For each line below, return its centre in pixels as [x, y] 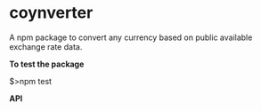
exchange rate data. [46, 46]
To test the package [47, 64]
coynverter [51, 13]
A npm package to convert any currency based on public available [131, 37]
